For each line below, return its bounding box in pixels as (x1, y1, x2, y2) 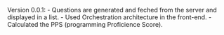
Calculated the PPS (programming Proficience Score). (7, 21, 163, 28)
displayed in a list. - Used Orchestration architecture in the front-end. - (7, 13, 212, 21)
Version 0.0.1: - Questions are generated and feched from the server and (7, 6, 218, 14)
